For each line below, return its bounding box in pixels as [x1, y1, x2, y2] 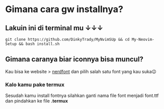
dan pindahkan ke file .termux [5, 98, 68, 104]
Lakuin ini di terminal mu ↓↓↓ [5, 24, 103, 32]
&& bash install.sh [18, 41, 60, 46]
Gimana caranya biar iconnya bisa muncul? [5, 55, 144, 64]
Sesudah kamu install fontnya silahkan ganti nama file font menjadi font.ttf [5, 92, 159, 99]
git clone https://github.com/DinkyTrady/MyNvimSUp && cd [5, 37, 130, 42]
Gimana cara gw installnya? [5, 4, 124, 15]
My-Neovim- [131, 37, 155, 42]
